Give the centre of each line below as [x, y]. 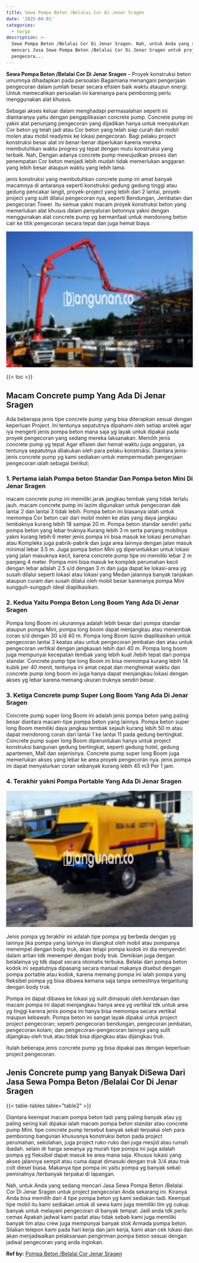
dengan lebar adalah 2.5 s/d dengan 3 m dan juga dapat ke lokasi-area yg [96, 568]
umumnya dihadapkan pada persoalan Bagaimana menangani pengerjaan [96, 80]
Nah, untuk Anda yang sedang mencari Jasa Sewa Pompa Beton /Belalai [94, 1185]
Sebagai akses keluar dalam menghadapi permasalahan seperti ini [87, 110]
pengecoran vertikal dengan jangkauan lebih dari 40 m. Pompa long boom [97, 648]
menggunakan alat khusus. [39, 99]
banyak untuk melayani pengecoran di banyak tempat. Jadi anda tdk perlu [97, 1210]
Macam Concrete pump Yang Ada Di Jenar [86, 396]
